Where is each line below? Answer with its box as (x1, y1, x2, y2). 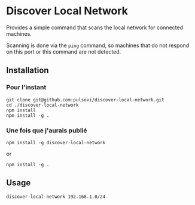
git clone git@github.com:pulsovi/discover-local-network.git (6, 97, 164, 102)
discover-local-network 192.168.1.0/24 (6, 194, 106, 200)
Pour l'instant (6, 83, 47, 92)
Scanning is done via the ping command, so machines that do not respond (6, 42, 190, 49)
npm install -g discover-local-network (6, 139, 106, 145)
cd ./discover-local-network (6, 102, 79, 108)
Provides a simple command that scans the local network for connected (6, 24, 184, 31)
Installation (6, 66, 49, 76)
